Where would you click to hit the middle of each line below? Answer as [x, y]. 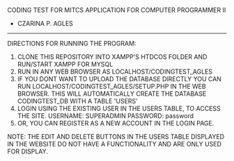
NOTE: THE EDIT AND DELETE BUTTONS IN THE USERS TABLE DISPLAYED [116, 137]
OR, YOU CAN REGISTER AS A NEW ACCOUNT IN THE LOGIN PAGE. [116, 123]
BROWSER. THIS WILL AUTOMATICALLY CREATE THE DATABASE [112, 94]
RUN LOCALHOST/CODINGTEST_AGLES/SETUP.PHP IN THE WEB [112, 86]
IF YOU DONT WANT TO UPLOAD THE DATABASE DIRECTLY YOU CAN [119, 79]
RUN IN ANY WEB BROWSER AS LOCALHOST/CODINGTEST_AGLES [115, 71]
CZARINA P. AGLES [45, 23]
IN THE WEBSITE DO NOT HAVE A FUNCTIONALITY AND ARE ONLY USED [114, 144]
